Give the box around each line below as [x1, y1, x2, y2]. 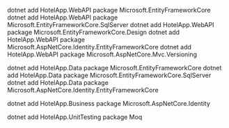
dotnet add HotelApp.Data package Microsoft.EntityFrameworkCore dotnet [7, 64, 222, 72]
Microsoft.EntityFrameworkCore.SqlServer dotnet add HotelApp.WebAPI [7, 21, 214, 29]
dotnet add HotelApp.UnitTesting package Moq [7, 113, 143, 121]
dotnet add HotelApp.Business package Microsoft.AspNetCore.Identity [7, 99, 211, 107]
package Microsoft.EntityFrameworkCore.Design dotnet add [7, 28, 180, 36]
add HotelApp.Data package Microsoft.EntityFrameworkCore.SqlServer [7, 71, 212, 79]
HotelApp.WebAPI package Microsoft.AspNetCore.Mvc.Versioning [7, 50, 197, 58]
